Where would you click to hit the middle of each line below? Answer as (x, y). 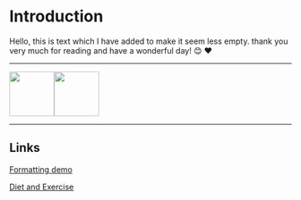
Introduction (56, 17)
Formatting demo (41, 169)
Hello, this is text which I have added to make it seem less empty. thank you (149, 41)
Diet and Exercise (42, 187)
